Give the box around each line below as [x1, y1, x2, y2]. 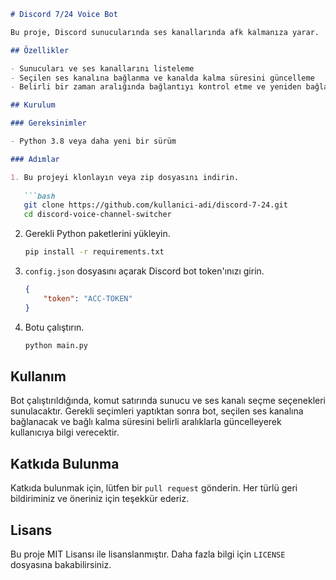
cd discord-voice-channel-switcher [23, 210, 172, 220]
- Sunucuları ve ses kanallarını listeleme [10, 63, 195, 74]
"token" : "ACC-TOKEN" [43, 293, 133, 304]
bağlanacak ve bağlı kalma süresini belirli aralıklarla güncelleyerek [10, 416, 282, 428]
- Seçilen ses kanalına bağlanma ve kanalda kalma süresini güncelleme [10, 73, 315, 83]
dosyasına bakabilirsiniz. [10, 558, 112, 570]
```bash [23, 191, 56, 201]
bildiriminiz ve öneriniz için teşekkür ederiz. [10, 493, 190, 505]
